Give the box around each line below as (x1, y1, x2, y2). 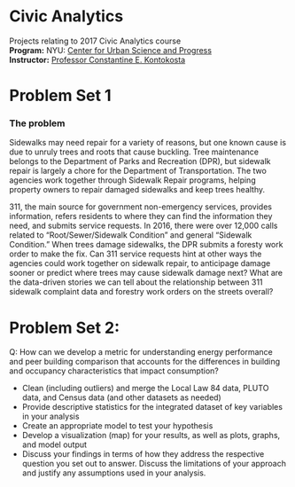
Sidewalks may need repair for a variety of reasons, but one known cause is (9, 137, 286, 148)
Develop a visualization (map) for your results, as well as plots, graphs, (21, 430, 281, 441)
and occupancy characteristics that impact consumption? (9, 365, 219, 376)
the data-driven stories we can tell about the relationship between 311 (9, 277, 263, 287)
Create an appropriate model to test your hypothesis (21, 420, 213, 431)
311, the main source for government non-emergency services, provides (9, 201, 273, 212)
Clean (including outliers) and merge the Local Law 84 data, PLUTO (21, 383, 269, 394)
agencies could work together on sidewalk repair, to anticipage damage (9, 258, 271, 269)
